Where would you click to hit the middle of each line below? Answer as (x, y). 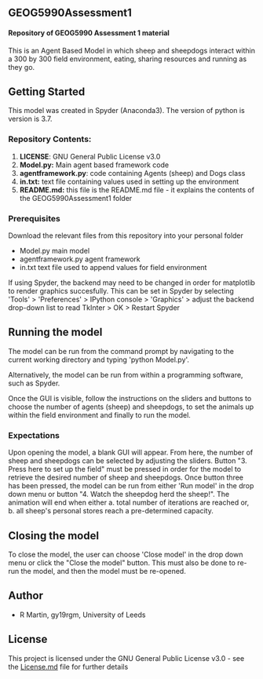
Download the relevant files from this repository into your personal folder (126, 235)
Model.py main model (55, 251)
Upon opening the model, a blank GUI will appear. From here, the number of (131, 453)
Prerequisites (34, 218)
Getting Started (47, 91)
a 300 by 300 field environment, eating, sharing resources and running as (128, 59)
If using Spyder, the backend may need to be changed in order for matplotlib (131, 283)
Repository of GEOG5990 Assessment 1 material (89, 33)
